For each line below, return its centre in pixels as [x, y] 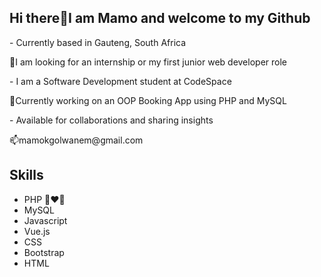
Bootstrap [44, 252]
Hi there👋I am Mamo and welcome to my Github [160, 18]
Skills [26, 175]
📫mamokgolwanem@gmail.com [76, 140]
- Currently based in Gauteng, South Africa [98, 42]
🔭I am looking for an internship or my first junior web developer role [148, 62]
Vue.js [37, 231]
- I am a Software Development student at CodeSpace [120, 81]
